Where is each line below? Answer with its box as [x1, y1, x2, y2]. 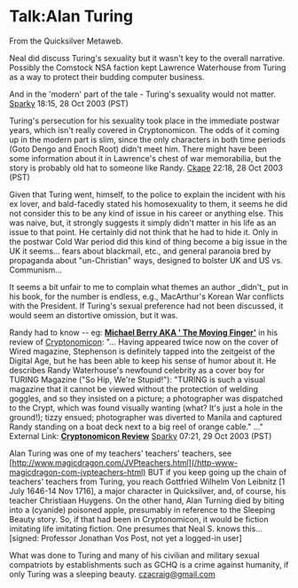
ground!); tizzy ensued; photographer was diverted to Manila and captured [9, 412, 282, 422]
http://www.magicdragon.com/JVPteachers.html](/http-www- [12, 457, 238, 467]
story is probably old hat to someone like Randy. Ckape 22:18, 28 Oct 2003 [9, 162, 284, 173]
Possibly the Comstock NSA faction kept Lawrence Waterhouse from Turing [9, 62, 286, 73]
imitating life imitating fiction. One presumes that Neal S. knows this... [9, 523, 263, 534]
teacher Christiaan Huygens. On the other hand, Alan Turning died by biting [9, 495, 285, 506]
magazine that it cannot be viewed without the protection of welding [9, 383, 259, 394]
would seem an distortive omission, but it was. [9, 310, 178, 320]
